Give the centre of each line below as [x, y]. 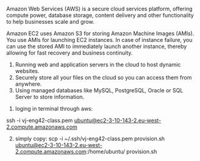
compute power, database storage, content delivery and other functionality [100, 15]
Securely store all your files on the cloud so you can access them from [103, 77]
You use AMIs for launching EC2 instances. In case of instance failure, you [99, 40]
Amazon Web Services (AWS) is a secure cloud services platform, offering [99, 9]
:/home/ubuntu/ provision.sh [122, 152]
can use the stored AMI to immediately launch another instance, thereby [97, 46]
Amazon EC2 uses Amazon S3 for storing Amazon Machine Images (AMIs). [100, 33]
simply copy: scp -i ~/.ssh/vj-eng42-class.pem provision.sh [90, 139]
